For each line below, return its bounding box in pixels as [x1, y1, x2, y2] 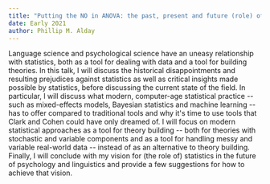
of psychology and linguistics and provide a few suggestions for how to [8, 160, 245, 170]
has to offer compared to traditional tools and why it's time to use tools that [8, 108, 257, 118]
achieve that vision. [8, 168, 73, 178]
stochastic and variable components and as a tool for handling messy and [8, 134, 253, 144]
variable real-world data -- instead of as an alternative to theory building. [8, 142, 251, 153]
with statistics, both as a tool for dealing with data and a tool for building [8, 57, 247, 67]
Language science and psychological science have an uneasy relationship [8, 49, 255, 59]
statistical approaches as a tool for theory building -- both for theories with [8, 125, 256, 135]
